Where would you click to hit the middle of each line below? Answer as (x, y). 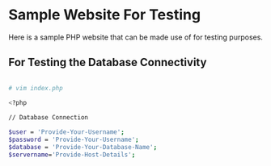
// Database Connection (49, 118)
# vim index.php (36, 88)
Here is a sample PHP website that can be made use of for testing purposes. (135, 37)
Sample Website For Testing (104, 15)
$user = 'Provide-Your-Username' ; (67, 132)
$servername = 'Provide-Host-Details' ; (72, 155)
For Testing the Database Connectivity (108, 62)
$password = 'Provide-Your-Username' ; (74, 140)
